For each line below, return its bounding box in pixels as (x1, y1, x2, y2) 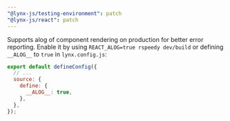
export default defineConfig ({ (7, 63, 97, 70)
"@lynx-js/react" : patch (7, 16, 79, 23)
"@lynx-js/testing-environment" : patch (7, 10, 122, 17)
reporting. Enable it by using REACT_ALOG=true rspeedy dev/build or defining (7, 43, 224, 51)
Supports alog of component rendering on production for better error (7, 35, 204, 43)
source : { (13, 76, 41, 83)
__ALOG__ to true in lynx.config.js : (7, 49, 107, 58)
